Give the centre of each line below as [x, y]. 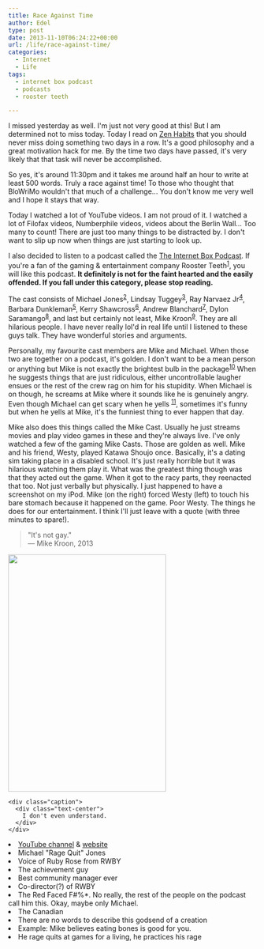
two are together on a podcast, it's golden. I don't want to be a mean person [132, 359]
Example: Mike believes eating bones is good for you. [105, 928]
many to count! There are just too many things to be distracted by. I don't [126, 232]
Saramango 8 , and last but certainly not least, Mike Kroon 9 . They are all [123, 318]
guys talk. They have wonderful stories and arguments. [98, 335]
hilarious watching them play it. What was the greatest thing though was [125, 469]
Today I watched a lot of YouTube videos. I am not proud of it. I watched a [128, 215]
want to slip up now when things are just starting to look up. [105, 240]
